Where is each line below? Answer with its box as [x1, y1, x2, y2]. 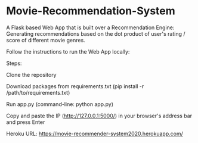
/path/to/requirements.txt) [6, 89, 70, 96]
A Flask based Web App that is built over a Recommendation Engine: [6, 24, 175, 31]
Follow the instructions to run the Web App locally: [6, 48, 130, 55]
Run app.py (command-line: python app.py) [6, 100, 113, 108]
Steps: [6, 60, 22, 67]
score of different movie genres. [6, 36, 85, 43]
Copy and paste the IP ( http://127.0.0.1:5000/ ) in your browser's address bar [6, 112, 193, 119]
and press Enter [6, 118, 45, 126]
